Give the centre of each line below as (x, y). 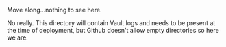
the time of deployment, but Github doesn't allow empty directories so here (113, 30)
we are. (18, 37)
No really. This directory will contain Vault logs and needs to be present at (111, 23)
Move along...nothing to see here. (54, 10)
